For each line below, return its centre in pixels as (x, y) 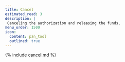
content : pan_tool (28, 37)
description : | (20, 18)
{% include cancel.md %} (31, 55)
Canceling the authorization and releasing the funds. (64, 23)
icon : (10, 32)
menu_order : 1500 (23, 28)
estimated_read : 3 (24, 14)
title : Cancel (19, 9)
